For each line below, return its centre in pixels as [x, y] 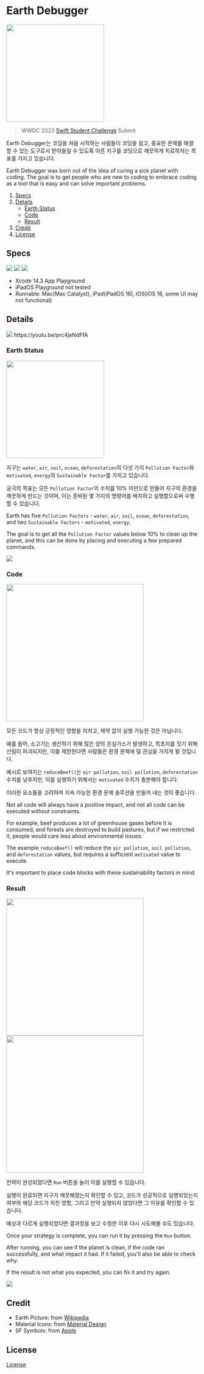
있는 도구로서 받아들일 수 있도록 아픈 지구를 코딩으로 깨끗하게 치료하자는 [104, 151]
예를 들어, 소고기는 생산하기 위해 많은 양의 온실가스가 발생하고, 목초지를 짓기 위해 [102, 744]
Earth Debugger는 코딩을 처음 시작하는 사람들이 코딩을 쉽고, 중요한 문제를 [94, 143]
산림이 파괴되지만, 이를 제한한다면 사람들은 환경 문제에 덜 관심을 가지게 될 [93, 752]
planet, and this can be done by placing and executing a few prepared [94, 540]
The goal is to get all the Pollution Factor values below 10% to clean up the [102, 534]
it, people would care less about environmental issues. [75, 836]
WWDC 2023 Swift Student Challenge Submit [78, 130]
